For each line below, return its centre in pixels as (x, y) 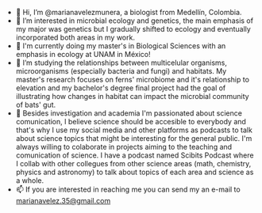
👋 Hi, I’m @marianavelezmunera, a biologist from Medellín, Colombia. (129, 12)
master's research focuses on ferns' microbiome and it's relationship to (133, 80)
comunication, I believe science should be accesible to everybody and (131, 122)
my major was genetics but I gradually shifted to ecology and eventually (133, 29)
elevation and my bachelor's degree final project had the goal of (121, 88)
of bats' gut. (36, 105)
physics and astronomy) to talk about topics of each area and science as (135, 172)
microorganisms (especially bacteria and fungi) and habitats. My (121, 71)
